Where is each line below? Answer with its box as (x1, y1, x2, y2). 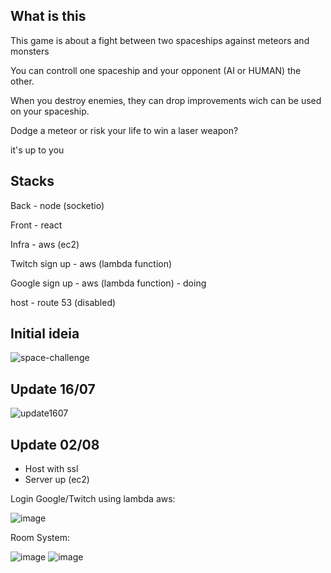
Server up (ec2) (24, 474, 90, 486)
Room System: (10, 532, 70, 544)
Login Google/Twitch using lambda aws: (10, 493, 176, 505)
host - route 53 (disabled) (10, 296, 117, 308)
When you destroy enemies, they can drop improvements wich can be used (10, 94, 322, 106)
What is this (10, 8, 87, 25)
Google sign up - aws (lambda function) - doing (10, 277, 207, 289)
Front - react (10, 219, 63, 231)
